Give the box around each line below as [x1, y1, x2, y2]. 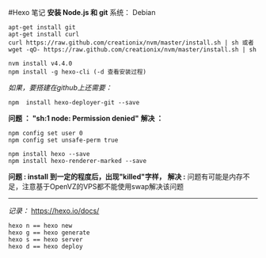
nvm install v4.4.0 [8, 59, 73, 67]
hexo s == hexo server [8, 236, 83, 244]
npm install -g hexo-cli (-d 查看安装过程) [8, 68, 146, 76]
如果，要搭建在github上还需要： [8, 83, 112, 92]
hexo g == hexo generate [8, 229, 90, 237]
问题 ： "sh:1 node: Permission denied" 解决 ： [8, 114, 164, 123]
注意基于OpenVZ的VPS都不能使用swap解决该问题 [21, 182, 184, 191]
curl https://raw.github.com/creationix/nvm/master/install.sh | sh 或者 [8, 39, 255, 47]
